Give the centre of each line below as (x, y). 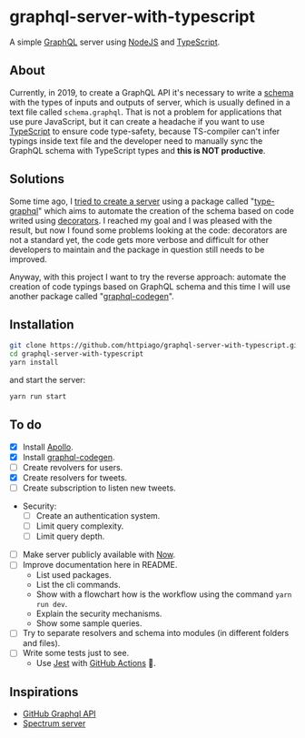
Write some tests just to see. (76, 653)
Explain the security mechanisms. (99, 614)
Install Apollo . (48, 447)
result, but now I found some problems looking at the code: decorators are (148, 230)
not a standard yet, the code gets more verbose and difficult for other (139, 239)
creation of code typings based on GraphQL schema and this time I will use (150, 286)
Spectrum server (54, 723)
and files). (41, 643)
